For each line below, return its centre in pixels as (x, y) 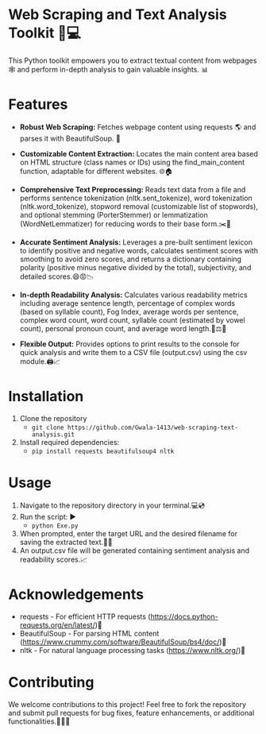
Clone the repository (53, 418)
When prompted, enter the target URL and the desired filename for (129, 533)
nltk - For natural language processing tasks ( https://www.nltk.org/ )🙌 (133, 650)
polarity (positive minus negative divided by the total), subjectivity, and (135, 267)
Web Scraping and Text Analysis (118, 15)
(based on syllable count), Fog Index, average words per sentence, (129, 311)
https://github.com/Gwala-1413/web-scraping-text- (152, 427)
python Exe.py (55, 526)
